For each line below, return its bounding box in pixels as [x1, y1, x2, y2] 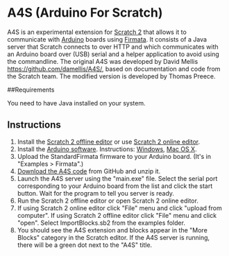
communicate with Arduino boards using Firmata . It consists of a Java [7, 35, 207, 43]
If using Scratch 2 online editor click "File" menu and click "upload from [17, 203, 222, 212]
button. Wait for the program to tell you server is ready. [17, 189, 175, 197]
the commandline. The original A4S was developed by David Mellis [7, 57, 198, 65]
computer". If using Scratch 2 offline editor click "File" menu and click [17, 211, 217, 219]
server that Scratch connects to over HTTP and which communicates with [7, 42, 219, 51]
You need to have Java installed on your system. [7, 99, 146, 107]
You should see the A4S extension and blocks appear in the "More [17, 225, 208, 234]
